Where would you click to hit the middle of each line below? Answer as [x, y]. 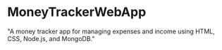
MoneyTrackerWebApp [77, 12]
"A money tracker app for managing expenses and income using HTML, [111, 31]
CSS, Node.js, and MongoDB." [51, 38]
